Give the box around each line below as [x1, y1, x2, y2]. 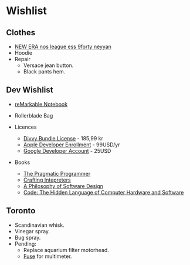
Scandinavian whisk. [14, 222, 65, 229]
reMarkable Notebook [14, 100, 68, 108]
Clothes [6, 28, 36, 38]
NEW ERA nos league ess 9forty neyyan [14, 43, 111, 50]
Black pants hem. [23, 68, 66, 75]
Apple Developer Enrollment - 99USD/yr [23, 141, 120, 148]
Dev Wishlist [6, 85, 54, 95]
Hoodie [14, 49, 33, 56]
